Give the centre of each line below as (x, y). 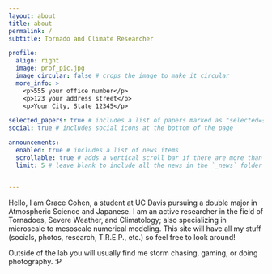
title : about (30, 24)
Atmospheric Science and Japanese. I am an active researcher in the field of (136, 211)
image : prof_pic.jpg (50, 68)
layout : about (32, 16)
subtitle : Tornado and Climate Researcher (81, 39)
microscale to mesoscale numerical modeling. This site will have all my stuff (135, 229)
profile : (23, 54)
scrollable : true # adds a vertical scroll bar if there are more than (139, 158)
